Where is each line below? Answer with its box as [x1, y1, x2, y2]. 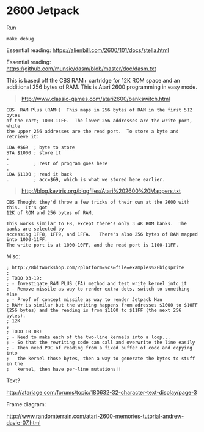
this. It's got [6, 204, 48, 210]
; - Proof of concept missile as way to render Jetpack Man [6, 296, 163, 303]
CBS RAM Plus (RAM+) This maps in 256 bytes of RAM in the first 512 [6, 106, 192, 113]
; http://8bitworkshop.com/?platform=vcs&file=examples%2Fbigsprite [6, 264, 184, 270]
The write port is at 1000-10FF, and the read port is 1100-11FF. [6, 242, 179, 248]
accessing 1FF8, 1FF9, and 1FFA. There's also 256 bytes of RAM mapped [6, 231, 199, 237]
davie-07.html [6, 419, 41, 426]
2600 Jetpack [6, 4, 79, 18]
